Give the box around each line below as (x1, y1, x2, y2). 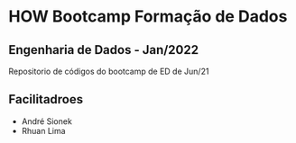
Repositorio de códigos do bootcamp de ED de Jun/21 (8, 66, 209, 76)
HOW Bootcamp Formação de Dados (8, 6, 288, 27)
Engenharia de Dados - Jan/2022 (8, 42, 199, 58)
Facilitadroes (8, 92, 84, 107)
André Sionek (21, 115, 73, 127)
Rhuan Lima (21, 125, 66, 136)
